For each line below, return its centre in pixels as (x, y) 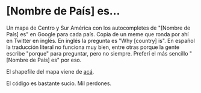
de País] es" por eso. (56, 60)
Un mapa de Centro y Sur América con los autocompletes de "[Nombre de (98, 28)
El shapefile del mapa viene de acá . (50, 71)
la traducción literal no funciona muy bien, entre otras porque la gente (93, 47)
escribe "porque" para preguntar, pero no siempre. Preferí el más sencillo (97, 53)
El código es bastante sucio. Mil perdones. (59, 83)
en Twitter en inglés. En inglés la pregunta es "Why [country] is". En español (101, 40)
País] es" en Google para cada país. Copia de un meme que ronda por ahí (97, 34)
